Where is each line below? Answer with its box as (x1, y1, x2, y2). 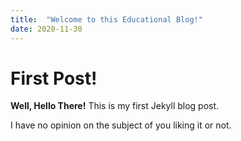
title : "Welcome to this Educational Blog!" (10, 14, 203, 25)
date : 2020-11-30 (10, 24, 83, 34)
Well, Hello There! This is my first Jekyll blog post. (10, 100, 220, 112)
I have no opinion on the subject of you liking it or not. (10, 119, 232, 131)
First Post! (10, 67, 98, 90)
